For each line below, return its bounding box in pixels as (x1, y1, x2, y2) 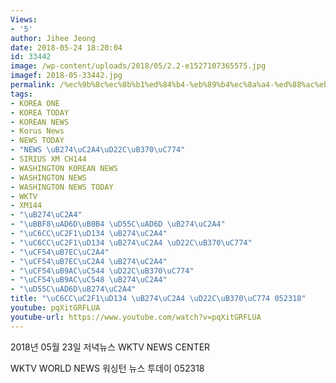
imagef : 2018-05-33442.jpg (10, 71, 123, 81)
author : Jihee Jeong (10, 33, 97, 43)
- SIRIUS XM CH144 (10, 154, 87, 164)
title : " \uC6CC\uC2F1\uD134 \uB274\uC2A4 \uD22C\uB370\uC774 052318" (10, 294, 307, 304)
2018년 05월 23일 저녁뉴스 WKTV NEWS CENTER (10, 341, 211, 353)
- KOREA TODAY (10, 107, 70, 118)
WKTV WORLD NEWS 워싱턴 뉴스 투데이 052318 (10, 362, 205, 374)
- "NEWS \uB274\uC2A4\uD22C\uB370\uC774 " (10, 145, 186, 155)
